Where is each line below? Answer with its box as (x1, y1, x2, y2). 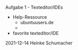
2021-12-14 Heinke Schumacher (5, 40, 73, 46)
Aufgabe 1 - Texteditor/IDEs (5, 5, 63, 10)
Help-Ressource (12, 14, 47, 20)
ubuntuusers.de (20, 20, 54, 25)
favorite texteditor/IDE (12, 30, 59, 36)
